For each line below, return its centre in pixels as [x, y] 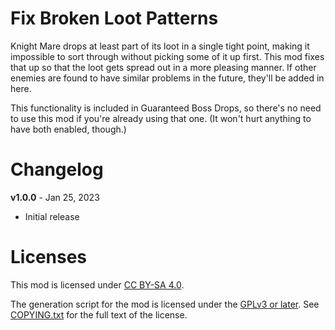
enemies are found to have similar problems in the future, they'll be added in [167, 78]
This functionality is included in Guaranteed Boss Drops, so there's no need [166, 108]
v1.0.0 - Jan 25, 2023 [55, 197]
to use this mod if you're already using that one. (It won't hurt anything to [161, 118]
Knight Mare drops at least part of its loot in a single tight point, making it [160, 46]
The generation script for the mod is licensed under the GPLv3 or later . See [165, 304]
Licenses [49, 257]
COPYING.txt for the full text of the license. [99, 314]
